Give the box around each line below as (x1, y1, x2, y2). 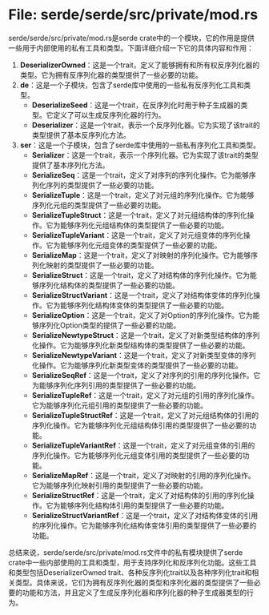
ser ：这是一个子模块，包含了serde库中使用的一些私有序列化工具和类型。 (19, 140, 261, 150)
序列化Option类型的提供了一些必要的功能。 (38, 320, 181, 330)
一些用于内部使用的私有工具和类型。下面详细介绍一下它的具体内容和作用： (8, 42, 254, 53)
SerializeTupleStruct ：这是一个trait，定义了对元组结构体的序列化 (31, 210, 248, 219)
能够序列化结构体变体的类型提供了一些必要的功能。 (59, 300, 229, 310)
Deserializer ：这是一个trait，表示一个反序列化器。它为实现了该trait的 (31, 120, 260, 130)
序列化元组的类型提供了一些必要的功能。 (31, 200, 166, 210)
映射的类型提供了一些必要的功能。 (46, 260, 159, 270)
